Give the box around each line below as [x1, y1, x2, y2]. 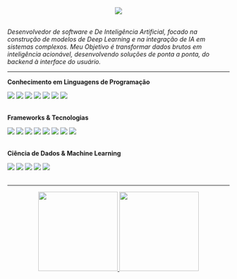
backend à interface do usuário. [7, 58, 101, 66]
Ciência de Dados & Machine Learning [7, 149, 121, 157]
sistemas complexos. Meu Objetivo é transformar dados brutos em [7, 42, 202, 51]
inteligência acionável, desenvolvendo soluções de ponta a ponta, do [7, 50, 210, 58]
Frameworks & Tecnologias [7, 113, 89, 122]
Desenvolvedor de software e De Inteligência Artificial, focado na [7, 27, 197, 36]
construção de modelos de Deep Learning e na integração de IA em [7, 35, 206, 43]
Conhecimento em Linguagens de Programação [7, 77, 150, 86]
